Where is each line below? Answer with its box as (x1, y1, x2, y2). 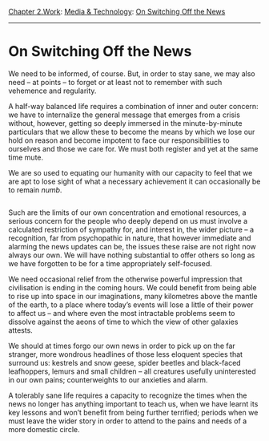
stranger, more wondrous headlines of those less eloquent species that (8, 349, 243, 359)
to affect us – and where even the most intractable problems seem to (8, 308, 235, 318)
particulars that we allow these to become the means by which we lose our (8, 127, 255, 136)
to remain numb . (8, 184, 62, 195)
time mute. (8, 152, 44, 162)
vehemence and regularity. (8, 86, 97, 95)
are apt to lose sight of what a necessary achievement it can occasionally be (8, 176, 261, 186)
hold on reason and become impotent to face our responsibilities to (8, 136, 230, 145)
